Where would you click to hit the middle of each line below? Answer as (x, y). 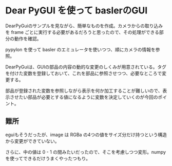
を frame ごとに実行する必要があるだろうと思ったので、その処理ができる (82, 32)
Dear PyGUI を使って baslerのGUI (77, 11)
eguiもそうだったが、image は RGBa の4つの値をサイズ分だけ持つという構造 (86, 135)
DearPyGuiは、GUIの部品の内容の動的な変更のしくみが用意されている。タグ (86, 67)
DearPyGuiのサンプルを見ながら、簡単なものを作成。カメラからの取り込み (84, 26)
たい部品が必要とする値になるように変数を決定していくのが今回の (88, 97)
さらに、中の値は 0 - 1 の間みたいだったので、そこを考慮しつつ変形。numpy (85, 152)
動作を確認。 (28, 39)
